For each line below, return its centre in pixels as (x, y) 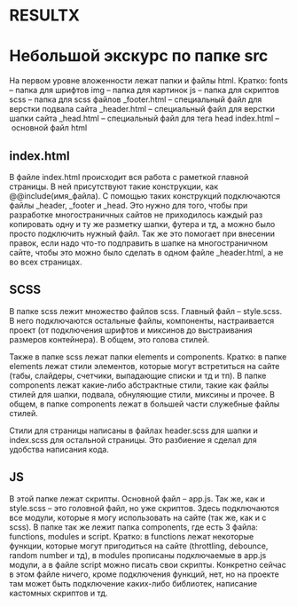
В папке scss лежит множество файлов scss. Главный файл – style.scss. (145, 311)
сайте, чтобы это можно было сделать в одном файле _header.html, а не (146, 252)
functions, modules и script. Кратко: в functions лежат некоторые (132, 536)
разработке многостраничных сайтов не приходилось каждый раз (136, 215)
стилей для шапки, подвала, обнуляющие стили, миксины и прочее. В (142, 394)
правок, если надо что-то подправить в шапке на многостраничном (139, 243)
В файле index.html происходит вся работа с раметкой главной (129, 177)
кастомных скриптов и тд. (59, 593)
